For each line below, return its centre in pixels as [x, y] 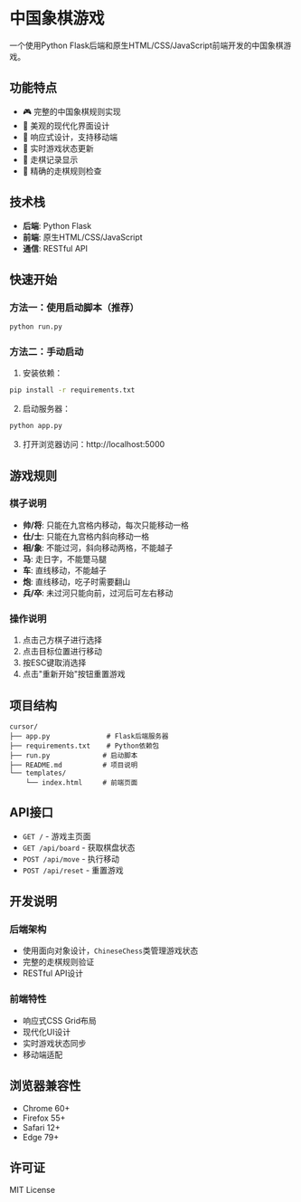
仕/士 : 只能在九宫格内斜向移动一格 [86, 536]
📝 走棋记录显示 [50, 159]
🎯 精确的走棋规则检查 [62, 171]
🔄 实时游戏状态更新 [58, 148]
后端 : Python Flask [57, 225]
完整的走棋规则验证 [58, 962]
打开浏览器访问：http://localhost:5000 [94, 444]
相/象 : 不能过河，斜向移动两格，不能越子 [98, 548]
